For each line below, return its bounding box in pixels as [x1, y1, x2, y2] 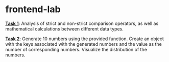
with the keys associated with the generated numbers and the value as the [5, 41, 162, 47]
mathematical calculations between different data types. [5, 25, 124, 32]
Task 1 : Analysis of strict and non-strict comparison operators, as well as [5, 20, 159, 26]
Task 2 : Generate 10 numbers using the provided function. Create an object [5, 36, 164, 42]
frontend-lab [5, 4, 61, 15]
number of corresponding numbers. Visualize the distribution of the [5, 46, 147, 52]
